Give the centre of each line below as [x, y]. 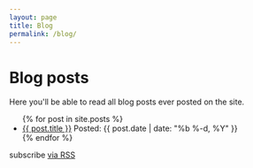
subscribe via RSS [42, 155]
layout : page [33, 17]
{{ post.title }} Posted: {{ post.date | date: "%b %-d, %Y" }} [130, 128]
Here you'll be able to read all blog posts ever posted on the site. [127, 102]
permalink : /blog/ [43, 34]
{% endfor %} [47, 138]
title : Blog [31, 26]
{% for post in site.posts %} [73, 119]
